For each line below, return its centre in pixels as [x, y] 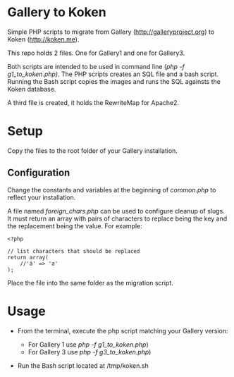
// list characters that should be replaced [74, 251]
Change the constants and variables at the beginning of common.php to [112, 190]
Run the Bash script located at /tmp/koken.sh [83, 365]
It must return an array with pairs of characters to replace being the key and [117, 218]
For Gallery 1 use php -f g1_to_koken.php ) [88, 344]
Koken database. [32, 89]
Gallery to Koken [57, 12]
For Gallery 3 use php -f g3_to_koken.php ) [90, 352]
